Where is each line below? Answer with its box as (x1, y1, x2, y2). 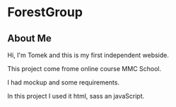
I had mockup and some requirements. (7, 78, 120, 87)
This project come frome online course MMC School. (7, 65, 162, 73)
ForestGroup (7, 4, 83, 20)
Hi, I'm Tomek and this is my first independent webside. (7, 51, 170, 59)
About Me (7, 32, 52, 44)
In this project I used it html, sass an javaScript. (7, 92, 145, 100)
